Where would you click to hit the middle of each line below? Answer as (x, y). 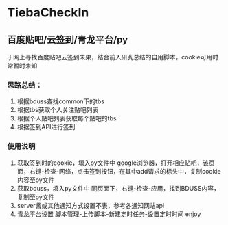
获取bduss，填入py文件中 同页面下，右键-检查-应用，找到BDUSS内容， (118, 188)
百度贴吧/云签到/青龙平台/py (68, 39)
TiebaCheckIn (48, 13)
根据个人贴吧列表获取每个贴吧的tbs (67, 118)
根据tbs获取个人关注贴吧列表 (58, 110)
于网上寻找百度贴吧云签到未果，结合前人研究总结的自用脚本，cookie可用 (110, 57)
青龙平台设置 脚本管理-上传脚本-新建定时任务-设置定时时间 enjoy (109, 214)
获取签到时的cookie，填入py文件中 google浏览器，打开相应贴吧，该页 (116, 163)
